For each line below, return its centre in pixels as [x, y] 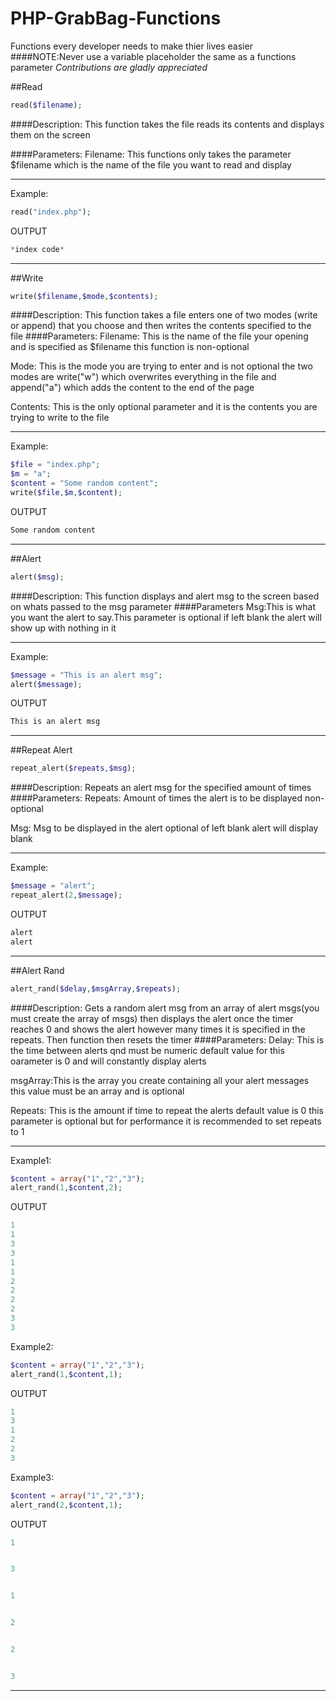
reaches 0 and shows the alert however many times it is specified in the [158, 1029]
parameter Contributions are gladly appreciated [109, 67]
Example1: [31, 1160]
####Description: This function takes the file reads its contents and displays [167, 124]
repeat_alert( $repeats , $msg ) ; [73, 768]
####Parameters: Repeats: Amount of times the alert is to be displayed [156, 798]
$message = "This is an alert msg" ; [86, 675]
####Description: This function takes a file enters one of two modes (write [164, 315]
